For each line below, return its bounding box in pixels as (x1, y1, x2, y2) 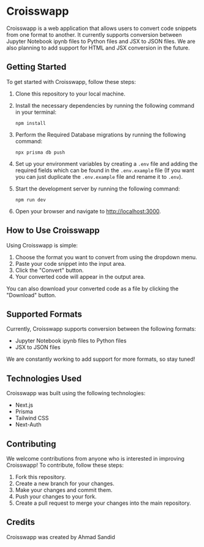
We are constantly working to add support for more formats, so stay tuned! (6, 355, 195, 363)
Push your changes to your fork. (15, 493, 97, 500)
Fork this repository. (15, 473, 66, 480)
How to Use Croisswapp (6, 225, 100, 236)
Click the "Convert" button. (15, 266, 84, 274)
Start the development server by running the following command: (15, 185, 180, 192)
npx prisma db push (15, 149, 66, 156)
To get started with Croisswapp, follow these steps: (6, 78, 136, 85)
